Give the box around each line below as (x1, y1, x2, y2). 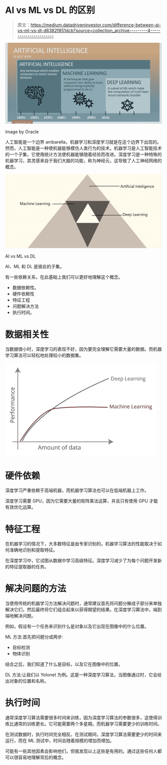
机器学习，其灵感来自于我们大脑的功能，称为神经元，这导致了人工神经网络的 (5, 157, 162, 164)
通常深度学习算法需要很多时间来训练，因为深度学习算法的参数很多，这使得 (5, 715, 158, 721)
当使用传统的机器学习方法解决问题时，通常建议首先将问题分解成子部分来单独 (5, 601, 162, 607)
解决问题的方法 (5, 583, 67, 594)
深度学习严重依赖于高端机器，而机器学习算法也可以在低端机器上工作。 (5, 487, 149, 493)
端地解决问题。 (5, 613, 36, 619)
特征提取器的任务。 (9, 564, 49, 570)
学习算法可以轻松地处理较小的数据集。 (5, 352, 83, 358)
